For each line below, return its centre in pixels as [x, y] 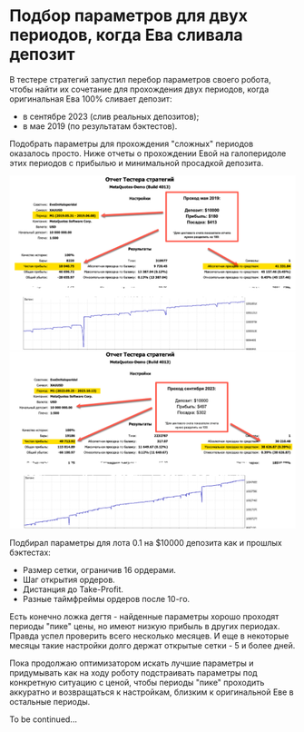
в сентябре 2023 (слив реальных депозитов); [111, 116]
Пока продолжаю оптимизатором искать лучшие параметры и [132, 663]
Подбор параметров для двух [128, 16]
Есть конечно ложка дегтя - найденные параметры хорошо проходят [144, 616]
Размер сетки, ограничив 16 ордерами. [99, 569]
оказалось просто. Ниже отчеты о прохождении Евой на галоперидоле [148, 153]
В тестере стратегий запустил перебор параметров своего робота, [140, 79]
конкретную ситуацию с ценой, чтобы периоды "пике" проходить [137, 682]
